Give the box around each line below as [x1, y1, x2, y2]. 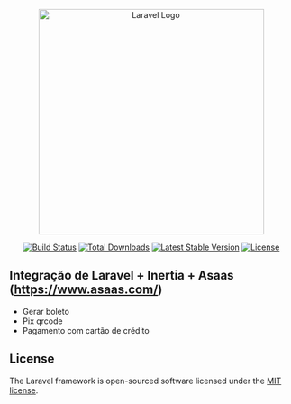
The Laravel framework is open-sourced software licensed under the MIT [9, 375, 282, 386]
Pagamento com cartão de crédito [22, 325, 150, 335]
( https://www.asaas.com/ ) [9, 282, 163, 298]
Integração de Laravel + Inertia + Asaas [9, 268, 234, 283]
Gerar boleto [22, 306, 70, 317]
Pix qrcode [22, 316, 63, 326]
